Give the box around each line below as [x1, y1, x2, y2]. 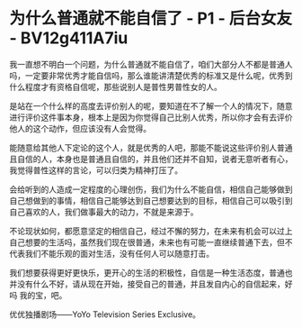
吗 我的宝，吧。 [9, 289, 67, 300]
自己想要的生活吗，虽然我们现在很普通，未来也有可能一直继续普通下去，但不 [9, 236, 293, 248]
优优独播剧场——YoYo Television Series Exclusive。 [9, 308, 200, 320]
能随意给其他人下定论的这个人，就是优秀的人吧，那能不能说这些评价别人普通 [9, 141, 293, 153]
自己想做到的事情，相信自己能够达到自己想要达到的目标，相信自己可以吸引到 [9, 195, 293, 205]
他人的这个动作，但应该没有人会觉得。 [9, 123, 151, 133]
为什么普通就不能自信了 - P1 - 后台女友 [9, 8, 292, 29]
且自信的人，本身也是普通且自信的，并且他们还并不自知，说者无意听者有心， [9, 153, 293, 164]
